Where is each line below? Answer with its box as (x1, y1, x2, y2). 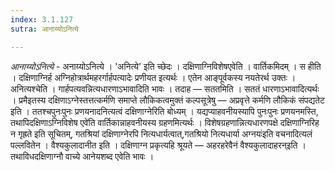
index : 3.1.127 (10, 14, 74, 25)
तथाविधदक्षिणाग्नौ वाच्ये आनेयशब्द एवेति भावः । (10, 150, 155, 162)
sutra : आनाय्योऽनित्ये (10, 24, 79, 34)
